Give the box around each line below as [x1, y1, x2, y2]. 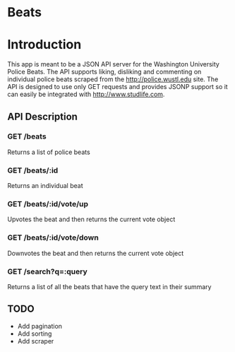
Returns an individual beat [7, 182, 83, 190]
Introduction [7, 37, 82, 53]
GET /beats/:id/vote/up [7, 199, 88, 209]
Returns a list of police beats [7, 148, 90, 156]
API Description [7, 110, 78, 122]
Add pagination [17, 322, 62, 330]
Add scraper [17, 336, 54, 345]
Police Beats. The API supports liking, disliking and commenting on [7, 68, 202, 76]
